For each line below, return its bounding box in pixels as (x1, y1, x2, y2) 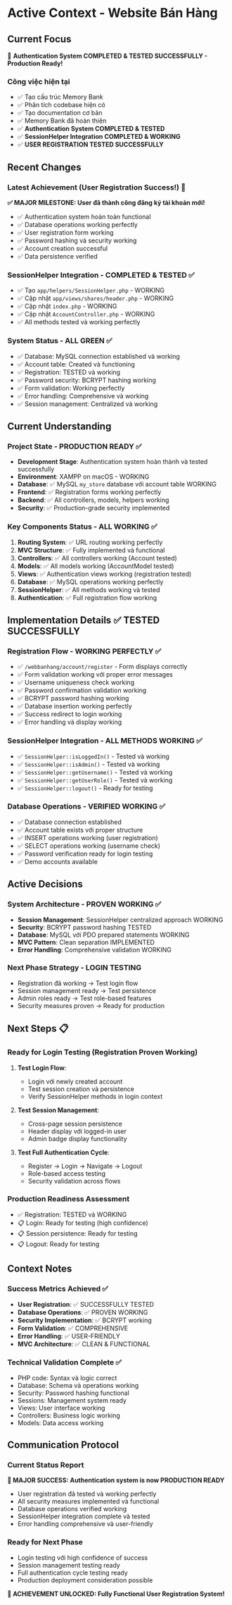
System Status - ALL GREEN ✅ (7, 336, 112, 346)
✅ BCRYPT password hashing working (17, 694, 129, 703)
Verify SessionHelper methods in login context (27, 1092, 163, 1100)
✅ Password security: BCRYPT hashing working (17, 376, 157, 384)
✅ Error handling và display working (17, 718, 122, 727)
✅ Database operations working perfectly (17, 220, 138, 228)
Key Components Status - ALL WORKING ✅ (7, 522, 158, 531)
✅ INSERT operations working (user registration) (17, 833, 158, 842)
